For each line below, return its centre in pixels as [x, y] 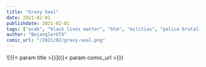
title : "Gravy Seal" [33, 12]
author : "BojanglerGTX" [37, 35]
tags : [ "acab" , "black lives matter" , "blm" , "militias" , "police [93, 29]
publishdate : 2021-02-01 [38, 23]
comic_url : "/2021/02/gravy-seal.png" [56, 40]
